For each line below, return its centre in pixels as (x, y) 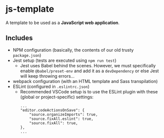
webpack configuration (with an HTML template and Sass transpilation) (85, 81)
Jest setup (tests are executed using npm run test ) (64, 60)
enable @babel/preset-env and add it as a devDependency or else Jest (89, 71)
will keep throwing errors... (47, 76)
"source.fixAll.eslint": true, (61, 119)
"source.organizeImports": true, (64, 114)
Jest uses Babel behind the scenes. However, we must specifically (88, 65)
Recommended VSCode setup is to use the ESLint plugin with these (89, 91)
